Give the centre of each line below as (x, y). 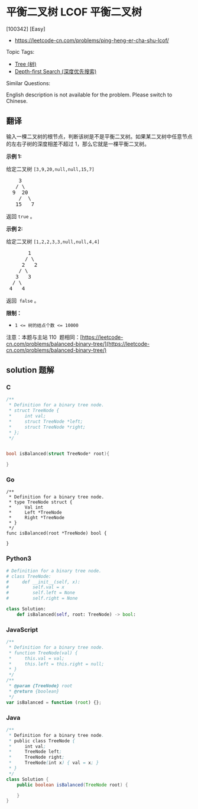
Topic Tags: (20, 51)
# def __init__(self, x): (43, 582)
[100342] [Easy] (26, 29)
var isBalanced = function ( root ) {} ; (54, 702)
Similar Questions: (28, 83)
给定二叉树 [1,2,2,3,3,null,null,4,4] (53, 241)
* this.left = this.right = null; (56, 664)
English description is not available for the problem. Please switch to (89, 95)
